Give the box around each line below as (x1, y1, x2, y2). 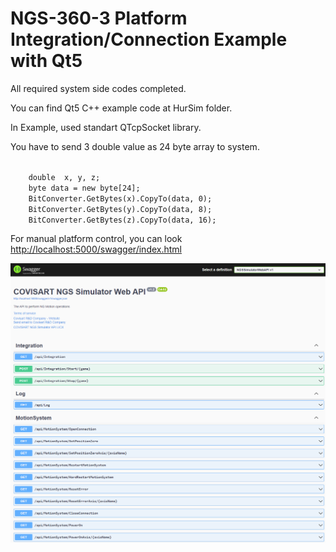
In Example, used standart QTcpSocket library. (10, 121, 202, 133)
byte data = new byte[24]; (28, 183, 141, 193)
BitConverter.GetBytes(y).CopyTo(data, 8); (28, 204, 213, 214)
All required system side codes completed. (10, 82, 187, 94)
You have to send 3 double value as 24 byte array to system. (10, 140, 260, 152)
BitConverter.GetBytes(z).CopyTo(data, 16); (28, 215, 217, 225)
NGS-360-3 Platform (10, 7, 188, 30)
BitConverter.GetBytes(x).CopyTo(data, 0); (28, 193, 213, 204)
